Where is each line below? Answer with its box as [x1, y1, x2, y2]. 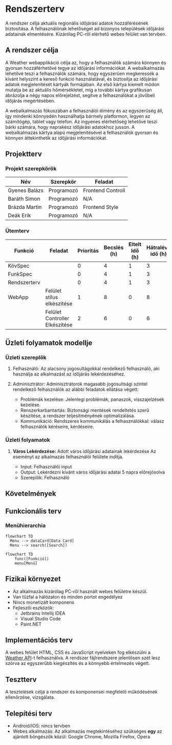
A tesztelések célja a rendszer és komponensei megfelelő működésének [5, 689, 158, 695]
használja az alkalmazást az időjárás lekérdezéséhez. [12, 371, 125, 377]
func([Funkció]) [14, 556, 50, 561]
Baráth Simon [8, 195, 40, 203]
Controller [45, 315, 70, 322]
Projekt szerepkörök [5, 165, 57, 172]
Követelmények [5, 489, 56, 498]
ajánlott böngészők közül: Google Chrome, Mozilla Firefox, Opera [12, 734, 150, 740]
